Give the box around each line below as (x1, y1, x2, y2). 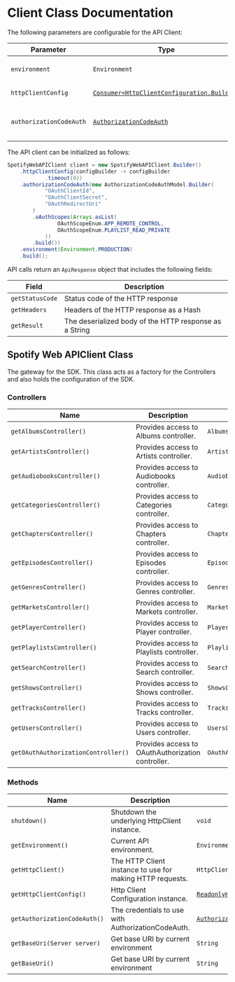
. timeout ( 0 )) (44, 174, 83, 181)
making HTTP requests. (111, 874, 189, 883)
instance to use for (111, 865, 173, 875)
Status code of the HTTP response (64, 294, 178, 304)
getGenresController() (10, 583, 86, 591)
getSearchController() (10, 664, 86, 672)
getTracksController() (10, 704, 86, 712)
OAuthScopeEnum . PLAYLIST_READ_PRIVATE (57, 226, 171, 234)
